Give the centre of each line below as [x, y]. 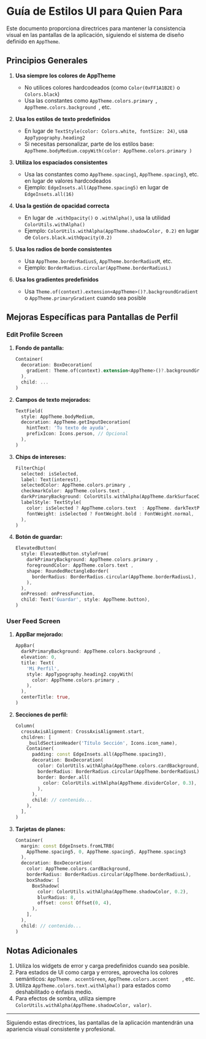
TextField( [29, 411]
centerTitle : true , [46, 697]
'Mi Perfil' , [43, 668]
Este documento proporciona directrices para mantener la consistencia [96, 28]
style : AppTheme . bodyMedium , [58, 417]
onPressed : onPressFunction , [58, 594]
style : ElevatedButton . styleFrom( [65, 554]
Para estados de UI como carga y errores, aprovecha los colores [97, 972]
